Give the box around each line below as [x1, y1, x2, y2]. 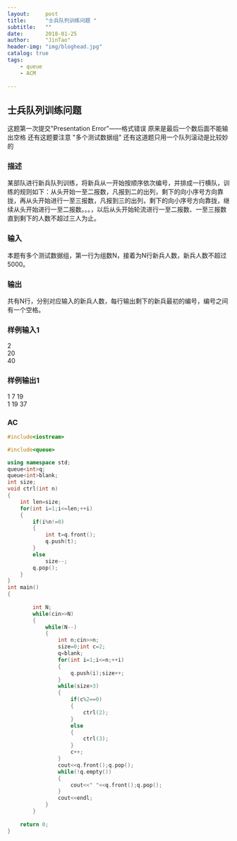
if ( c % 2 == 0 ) [70, 696, 102, 703]
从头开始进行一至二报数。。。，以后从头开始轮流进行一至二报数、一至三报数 [13, 205, 227, 214]
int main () [7, 584, 39, 591]
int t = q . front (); [44, 532, 97, 539]
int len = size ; [20, 498, 61, 505]
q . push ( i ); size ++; [70, 670, 125, 677]
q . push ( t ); [44, 538, 78, 545]
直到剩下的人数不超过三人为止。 [7, 214, 100, 223]
